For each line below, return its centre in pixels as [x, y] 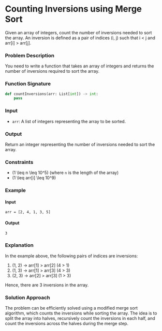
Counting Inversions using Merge [74, 9]
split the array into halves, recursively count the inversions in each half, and [80, 318]
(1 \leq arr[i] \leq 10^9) [34, 178]
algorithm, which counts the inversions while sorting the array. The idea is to [81, 313]
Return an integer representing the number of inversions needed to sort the [80, 144]
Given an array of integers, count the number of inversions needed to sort [79, 32]
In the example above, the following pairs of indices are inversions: [72, 256]
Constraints [19, 162]
